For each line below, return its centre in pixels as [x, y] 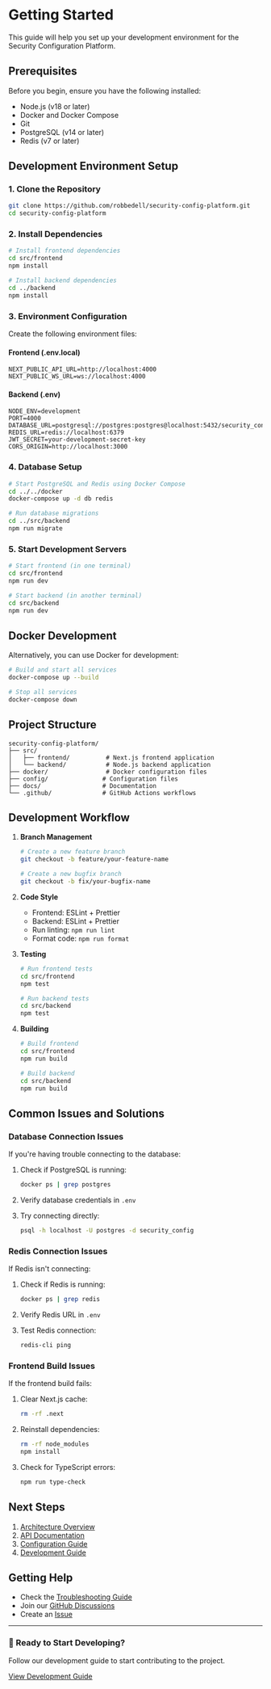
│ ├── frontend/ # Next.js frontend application [112, 757]
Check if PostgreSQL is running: [73, 1170]
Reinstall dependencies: [60, 1430]
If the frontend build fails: [50, 1384]
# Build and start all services [63, 670]
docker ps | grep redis [60, 1299]
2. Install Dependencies [56, 234]
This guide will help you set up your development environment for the [124, 37]
